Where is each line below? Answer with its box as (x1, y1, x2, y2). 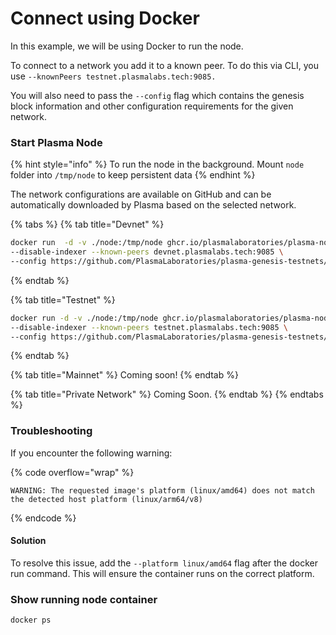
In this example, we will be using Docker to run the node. (10, 40, 244, 52)
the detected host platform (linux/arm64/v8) (10, 494, 203, 504)
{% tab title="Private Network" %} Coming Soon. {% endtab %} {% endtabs (10, 388, 324, 401)
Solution (10, 535, 47, 547)
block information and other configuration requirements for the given (10, 100, 294, 112)
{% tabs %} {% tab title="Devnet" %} (10, 218, 165, 231)
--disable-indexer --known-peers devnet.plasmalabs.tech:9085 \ (10, 247, 284, 257)
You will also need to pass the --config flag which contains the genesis (10, 89, 305, 101)
